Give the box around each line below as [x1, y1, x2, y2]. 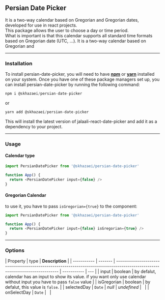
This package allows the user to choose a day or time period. [5, 27, 129, 33]
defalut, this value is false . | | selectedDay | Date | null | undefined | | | [5, 284, 149, 290]
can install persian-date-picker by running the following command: [5, 82, 140, 88]
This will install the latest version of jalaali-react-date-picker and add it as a [5, 118, 157, 124]
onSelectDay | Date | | [5, 290, 52, 296]
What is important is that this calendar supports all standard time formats [5, 32, 153, 38]
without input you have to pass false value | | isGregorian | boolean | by [5, 279, 151, 285]
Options [5, 247, 25, 254]
